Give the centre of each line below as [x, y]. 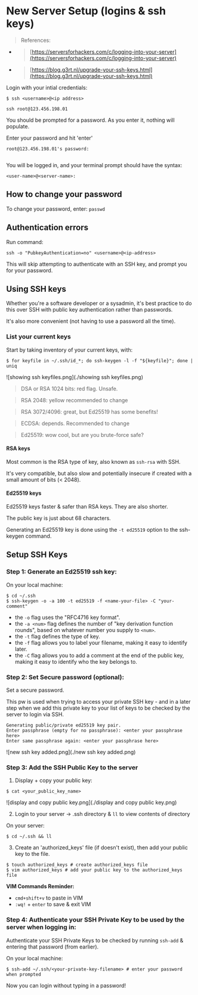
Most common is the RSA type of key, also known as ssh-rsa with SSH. [93, 461]
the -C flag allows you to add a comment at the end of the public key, [99, 655]
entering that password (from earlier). [52, 947]
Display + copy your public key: [53, 781]
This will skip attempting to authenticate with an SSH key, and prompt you [97, 264]
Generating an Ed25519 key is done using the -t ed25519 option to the [92, 530]
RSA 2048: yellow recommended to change [74, 400]
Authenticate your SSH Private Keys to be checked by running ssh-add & [95, 940]
